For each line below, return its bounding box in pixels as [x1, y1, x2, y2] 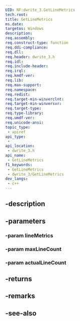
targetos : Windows [5, 26, 44, 31]
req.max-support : [5, 82, 42, 87]
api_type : [5, 134, 26, 139]
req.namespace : [5, 87, 37, 92]
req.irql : [5, 69, 26, 74]
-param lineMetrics [5, 232, 54, 239]
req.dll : [5, 49, 24, 55]
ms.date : [5, 21, 24, 27]
